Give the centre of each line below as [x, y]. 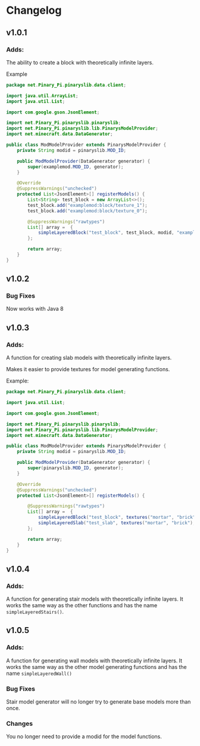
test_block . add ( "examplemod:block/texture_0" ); [87, 211]
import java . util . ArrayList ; [42, 96]
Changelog [34, 10]
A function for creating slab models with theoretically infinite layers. [89, 358]
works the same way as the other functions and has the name [82, 606]
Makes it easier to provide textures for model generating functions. [88, 369]
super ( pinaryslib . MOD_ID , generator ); [76, 468]
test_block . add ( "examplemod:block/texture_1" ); [87, 205]
